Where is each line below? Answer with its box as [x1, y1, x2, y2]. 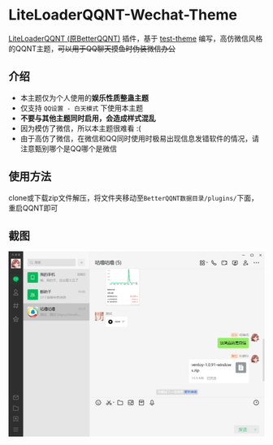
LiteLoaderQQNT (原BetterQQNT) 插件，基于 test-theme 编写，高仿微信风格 [8, 33, 263, 43]
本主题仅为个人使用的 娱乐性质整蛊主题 [19, 93, 149, 102]
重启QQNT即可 [8, 203, 58, 213]
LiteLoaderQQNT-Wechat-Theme [8, 6, 238, 24]
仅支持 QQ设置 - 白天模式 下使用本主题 [19, 103, 144, 113]
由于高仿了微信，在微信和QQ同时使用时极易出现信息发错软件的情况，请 [19, 133, 260, 143]
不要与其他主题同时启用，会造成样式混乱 [19, 113, 156, 123]
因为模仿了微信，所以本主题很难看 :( [19, 123, 141, 133]
